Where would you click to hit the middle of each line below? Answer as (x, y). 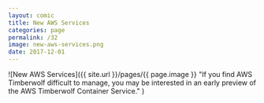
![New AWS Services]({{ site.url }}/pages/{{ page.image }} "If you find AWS (130, 74)
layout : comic (32, 15)
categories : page (37, 30)
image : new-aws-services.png (56, 45)
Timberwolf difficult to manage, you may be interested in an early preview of (132, 83)
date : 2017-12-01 (37, 52)
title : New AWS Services (49, 23)
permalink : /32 (33, 37)
